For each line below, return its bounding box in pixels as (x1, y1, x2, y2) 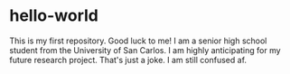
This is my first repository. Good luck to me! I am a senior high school (9, 35, 267, 46)
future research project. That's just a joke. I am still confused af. (9, 54, 247, 65)
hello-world (9, 5, 99, 26)
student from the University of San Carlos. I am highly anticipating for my (9, 44, 282, 55)
